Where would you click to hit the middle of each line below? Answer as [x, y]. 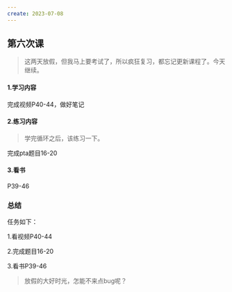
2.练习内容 [23, 122]
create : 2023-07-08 [35, 14]
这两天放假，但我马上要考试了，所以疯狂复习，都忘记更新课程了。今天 [125, 62]
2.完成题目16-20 [31, 252]
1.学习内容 [22, 88]
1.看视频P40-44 [30, 236]
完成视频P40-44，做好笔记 [46, 104]
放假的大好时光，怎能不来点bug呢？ [75, 281]
